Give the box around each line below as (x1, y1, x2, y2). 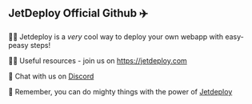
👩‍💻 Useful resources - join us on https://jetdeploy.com (8, 55, 188, 66)
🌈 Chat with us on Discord (8, 71, 94, 81)
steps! (30, 40, 50, 50)
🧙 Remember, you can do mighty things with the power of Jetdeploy (8, 86, 233, 96)
